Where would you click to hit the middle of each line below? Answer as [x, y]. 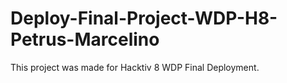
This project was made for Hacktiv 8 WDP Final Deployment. [135, 67]
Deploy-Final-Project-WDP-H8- [144, 18]
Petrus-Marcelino [85, 39]
